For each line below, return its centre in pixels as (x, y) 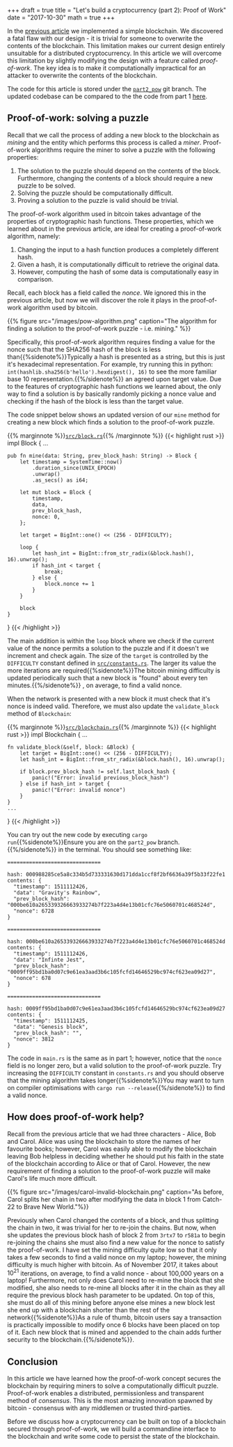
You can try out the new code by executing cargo (78, 834)
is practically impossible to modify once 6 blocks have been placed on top (114, 1325)
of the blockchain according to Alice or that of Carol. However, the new (109, 1163)
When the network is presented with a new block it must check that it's (109, 698)
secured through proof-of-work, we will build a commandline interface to (112, 1429)
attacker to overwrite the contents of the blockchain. (82, 75)
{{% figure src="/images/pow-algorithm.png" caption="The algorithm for (112, 321)
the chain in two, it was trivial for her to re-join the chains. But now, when (112, 1227)
